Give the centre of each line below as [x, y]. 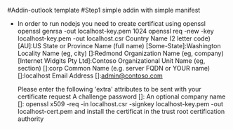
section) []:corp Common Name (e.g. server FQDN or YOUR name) [114, 68]
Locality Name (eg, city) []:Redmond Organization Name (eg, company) [121, 53]
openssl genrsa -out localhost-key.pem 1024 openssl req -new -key [115, 31]
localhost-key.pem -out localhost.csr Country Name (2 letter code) [114, 38]
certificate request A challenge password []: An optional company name [121, 96]
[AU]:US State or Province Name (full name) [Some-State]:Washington [119, 46]
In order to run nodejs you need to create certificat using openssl [111, 23]
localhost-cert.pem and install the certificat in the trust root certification [121, 111]
